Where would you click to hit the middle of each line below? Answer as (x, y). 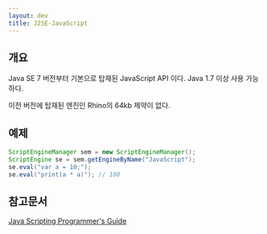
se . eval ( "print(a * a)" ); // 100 (64, 174)
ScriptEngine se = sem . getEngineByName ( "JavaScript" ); (102, 159)
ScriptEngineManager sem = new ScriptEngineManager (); (102, 152)
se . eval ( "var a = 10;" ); (50, 167)
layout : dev (28, 16)
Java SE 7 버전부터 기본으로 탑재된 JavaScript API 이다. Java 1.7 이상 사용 (126, 79)
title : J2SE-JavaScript (48, 23)
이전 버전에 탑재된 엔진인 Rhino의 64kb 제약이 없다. (89, 106)
